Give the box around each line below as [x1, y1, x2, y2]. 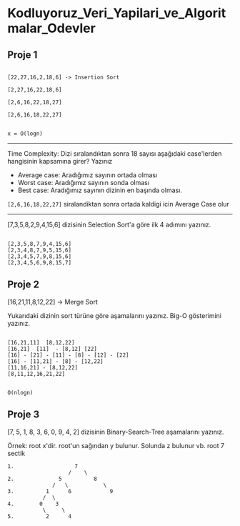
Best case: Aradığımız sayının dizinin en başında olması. [17, 186, 182, 194]
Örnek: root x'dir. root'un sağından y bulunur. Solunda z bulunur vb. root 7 [7, 441, 225, 450]
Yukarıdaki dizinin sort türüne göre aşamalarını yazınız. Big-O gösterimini [7, 311, 222, 319]
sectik [7, 449, 26, 457]
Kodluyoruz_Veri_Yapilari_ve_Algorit [7, 5, 226, 21]
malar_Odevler [7, 20, 96, 36]
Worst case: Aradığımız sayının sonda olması [17, 179, 150, 187]
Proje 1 [7, 49, 38, 61]
